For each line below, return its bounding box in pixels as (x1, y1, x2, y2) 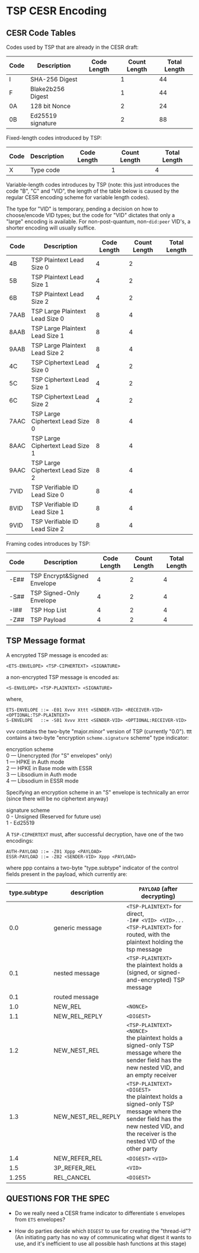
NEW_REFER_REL (53, 1154, 102, 1162)
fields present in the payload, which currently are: (6, 870, 127, 878)
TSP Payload (30, 615, 66, 624)
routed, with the (126, 930, 171, 938)
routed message (53, 993, 99, 1001)
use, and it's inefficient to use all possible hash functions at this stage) (14, 1240, 187, 1247)
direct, (126, 909, 145, 918)
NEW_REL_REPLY (53, 1012, 102, 1020)
